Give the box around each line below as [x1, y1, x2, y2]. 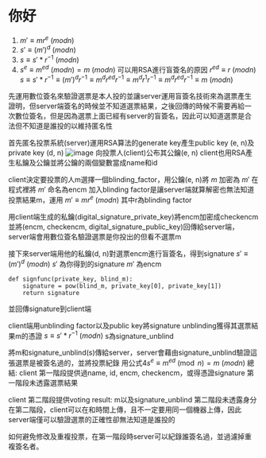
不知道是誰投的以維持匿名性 [21, 121, 113, 131]
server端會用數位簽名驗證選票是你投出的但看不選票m [8, 231, 182, 241]
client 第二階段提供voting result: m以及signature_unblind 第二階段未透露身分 [8, 394, 257, 404]
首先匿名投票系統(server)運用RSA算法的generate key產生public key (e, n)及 [8, 138, 255, 148]
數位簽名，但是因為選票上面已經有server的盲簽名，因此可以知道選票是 [14, 111, 245, 121]
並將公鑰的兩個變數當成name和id [49, 158, 158, 168]
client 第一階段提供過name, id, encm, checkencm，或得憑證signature [18, 367, 245, 378]
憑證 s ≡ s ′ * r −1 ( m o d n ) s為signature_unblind [28, 329, 175, 340]
